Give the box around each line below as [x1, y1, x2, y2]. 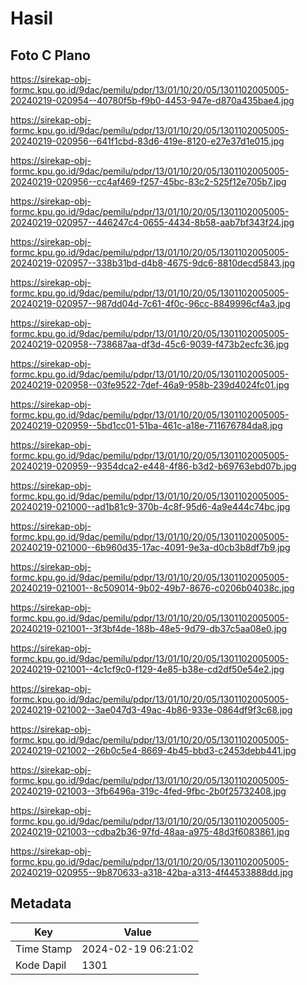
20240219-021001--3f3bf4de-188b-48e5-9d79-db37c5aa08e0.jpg [10, 623, 288, 634]
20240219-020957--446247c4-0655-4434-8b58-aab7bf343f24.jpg [10, 217, 295, 228]
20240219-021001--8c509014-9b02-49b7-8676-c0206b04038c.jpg [10, 582, 295, 594]
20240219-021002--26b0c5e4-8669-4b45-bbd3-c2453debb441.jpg [10, 745, 297, 756]
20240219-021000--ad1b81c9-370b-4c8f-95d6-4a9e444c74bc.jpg [10, 501, 291, 512]
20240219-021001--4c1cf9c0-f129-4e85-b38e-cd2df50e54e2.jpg [10, 663, 285, 675]
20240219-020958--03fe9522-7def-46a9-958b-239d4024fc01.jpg [10, 379, 290, 391]
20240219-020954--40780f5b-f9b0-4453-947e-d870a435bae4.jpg [10, 95, 295, 106]
